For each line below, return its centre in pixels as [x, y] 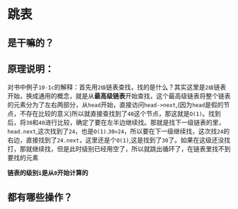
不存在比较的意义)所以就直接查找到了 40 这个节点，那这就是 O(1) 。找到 [120, 114]
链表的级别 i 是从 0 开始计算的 [48, 173]
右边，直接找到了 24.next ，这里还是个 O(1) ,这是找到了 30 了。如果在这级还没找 [119, 140]
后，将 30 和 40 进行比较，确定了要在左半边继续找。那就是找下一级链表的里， [116, 123]
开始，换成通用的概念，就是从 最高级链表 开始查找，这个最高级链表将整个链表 [119, 96]
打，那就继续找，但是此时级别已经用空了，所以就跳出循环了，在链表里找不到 [119, 149]
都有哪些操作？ [40, 197]
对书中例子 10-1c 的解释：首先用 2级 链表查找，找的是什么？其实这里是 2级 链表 [117, 87]
